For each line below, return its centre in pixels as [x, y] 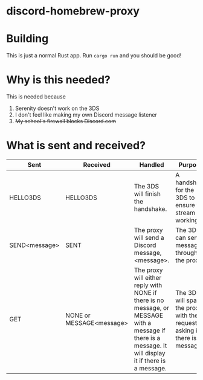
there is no [149, 300]
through [186, 253]
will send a [149, 238]
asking [185, 330]
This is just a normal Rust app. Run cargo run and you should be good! [94, 56]
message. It [150, 346]
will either [148, 278]
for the [185, 190]
